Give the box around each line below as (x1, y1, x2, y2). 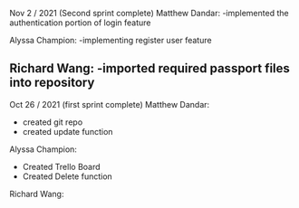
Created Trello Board (22, 161, 101, 172)
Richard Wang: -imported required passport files (9, 61, 290, 76)
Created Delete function (22, 171, 113, 182)
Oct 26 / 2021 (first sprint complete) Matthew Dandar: (9, 99, 210, 109)
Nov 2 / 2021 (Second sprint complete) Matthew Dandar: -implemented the (9, 8, 289, 18)
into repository (9, 75, 95, 90)
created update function (22, 126, 113, 137)
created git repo (22, 117, 83, 128)
